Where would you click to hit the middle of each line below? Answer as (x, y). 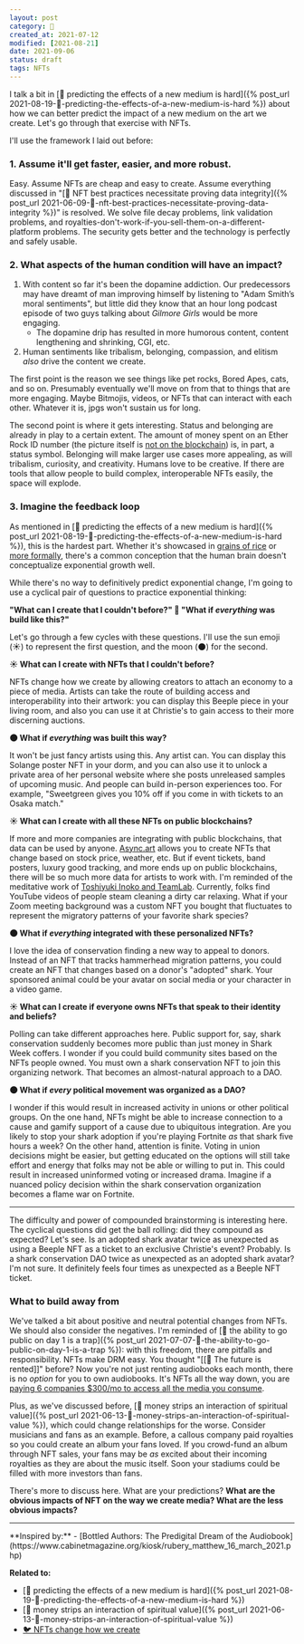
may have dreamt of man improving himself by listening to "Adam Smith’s (158, 294)
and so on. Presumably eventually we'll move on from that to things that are (150, 389)
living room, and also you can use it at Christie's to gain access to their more (152, 710)
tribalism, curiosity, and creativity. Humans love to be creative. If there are (147, 464)
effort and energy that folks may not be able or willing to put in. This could (147, 1165)
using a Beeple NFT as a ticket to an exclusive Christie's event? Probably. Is (150, 1249)
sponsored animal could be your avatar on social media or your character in (150, 979)
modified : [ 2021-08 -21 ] (54, 43)
